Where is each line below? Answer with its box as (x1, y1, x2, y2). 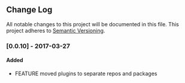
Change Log (6, 5, 53, 15)
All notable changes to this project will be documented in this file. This (6, 20, 180, 27)
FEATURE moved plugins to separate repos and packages (14, 70, 157, 77)
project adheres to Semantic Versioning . (6, 27, 105, 34)
